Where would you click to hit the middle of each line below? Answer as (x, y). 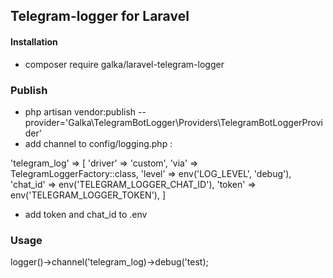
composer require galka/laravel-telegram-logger (124, 64)
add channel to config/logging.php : (98, 143)
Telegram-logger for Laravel (100, 16)
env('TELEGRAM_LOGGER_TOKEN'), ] (88, 195)
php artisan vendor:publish (80, 111)
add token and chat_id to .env (86, 214)
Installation (34, 41)
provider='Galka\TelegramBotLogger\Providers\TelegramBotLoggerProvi (173, 122)
